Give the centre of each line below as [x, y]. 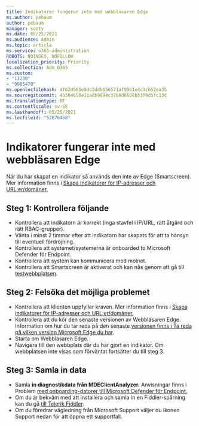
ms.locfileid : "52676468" [38, 117]
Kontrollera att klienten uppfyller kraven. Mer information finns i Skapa [101, 307]
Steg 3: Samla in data [46, 370]
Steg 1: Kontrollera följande [58, 208]
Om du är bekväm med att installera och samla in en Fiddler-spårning [100, 397]
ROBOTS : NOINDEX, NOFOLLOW [40, 56]
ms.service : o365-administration [48, 51]
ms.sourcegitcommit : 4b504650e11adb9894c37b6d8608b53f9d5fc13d [87, 95]
